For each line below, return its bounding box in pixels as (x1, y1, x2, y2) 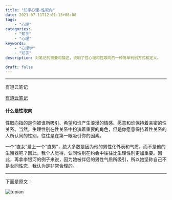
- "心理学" (14, 46, 35, 51)
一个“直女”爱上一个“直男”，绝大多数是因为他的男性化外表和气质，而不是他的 (5, 144, 166, 150)
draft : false (5, 65, 33, 70)
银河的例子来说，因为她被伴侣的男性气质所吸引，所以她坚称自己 (27, 156, 162, 163)
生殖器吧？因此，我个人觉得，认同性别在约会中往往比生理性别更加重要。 (5, 150, 158, 156)
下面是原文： (5, 178, 32, 185)
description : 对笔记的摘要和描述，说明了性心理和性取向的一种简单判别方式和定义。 (5, 55, 161, 61)
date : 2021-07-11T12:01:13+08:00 (5, 12, 77, 17)
